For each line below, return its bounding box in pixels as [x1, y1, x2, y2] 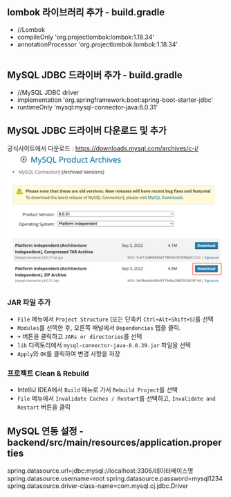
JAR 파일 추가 [7, 297, 51, 307]
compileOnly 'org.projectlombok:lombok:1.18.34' [17, 33, 154, 41]
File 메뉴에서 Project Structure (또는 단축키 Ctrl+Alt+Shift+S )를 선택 [17, 315, 214, 323]
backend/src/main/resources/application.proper [7, 436, 222, 448]
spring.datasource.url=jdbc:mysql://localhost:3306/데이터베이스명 [7, 467, 194, 475]
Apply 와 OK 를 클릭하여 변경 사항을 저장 [17, 349, 121, 358]
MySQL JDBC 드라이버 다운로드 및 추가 [7, 125, 167, 137]
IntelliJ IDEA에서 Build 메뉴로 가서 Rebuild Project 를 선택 [17, 385, 178, 394]
